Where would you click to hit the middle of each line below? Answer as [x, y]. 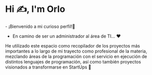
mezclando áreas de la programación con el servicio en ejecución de [76, 56]
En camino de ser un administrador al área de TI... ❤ [66, 36]
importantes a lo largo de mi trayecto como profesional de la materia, [76, 51]
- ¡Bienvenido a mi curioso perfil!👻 [40, 26]
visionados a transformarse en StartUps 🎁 [48, 67]
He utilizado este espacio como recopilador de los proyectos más [72, 45]
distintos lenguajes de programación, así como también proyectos [73, 61]
